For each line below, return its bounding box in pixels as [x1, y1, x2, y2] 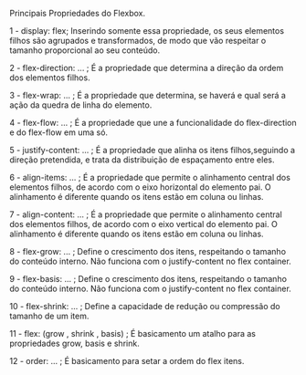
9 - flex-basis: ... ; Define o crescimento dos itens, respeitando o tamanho [9, 274, 288, 284]
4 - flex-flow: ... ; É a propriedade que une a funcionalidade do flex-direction [9, 118, 297, 128]
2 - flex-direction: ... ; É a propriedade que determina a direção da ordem [9, 63, 284, 73]
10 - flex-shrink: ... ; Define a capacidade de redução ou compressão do [9, 301, 280, 311]
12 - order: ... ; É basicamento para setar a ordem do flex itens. [9, 356, 245, 366]
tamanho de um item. [9, 310, 90, 321]
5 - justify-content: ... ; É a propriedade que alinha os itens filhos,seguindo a [9, 145, 295, 155]
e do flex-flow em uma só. [9, 127, 108, 138]
